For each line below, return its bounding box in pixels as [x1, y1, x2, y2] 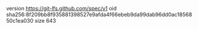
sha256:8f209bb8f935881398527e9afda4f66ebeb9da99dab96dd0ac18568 [6, 11, 192, 18]
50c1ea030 [6, 17, 34, 24]
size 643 [34, 17, 56, 24]
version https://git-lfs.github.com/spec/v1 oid [6, 5, 117, 12]
